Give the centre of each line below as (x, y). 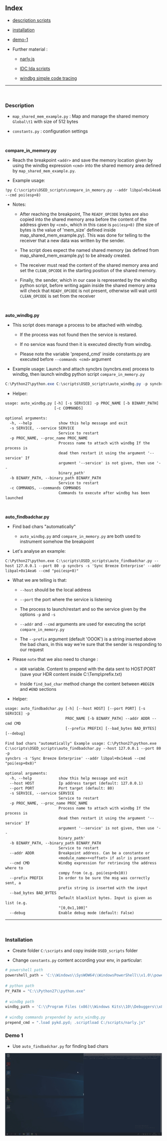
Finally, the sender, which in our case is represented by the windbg (88, 280)
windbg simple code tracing (48, 78)
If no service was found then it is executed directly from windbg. (86, 344)
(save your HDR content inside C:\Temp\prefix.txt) (71, 674)
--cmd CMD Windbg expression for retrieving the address (83, 863)
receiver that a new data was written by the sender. (72, 241)
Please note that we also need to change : (55, 659)
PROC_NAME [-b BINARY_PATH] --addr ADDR (108, 718)
